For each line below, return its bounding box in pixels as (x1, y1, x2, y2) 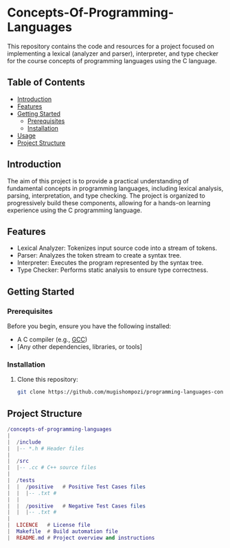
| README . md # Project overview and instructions (7, 534, 155, 541)
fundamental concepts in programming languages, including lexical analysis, (7, 184, 224, 192)
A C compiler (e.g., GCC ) (16, 335, 88, 344)
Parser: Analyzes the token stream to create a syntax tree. (16, 251, 182, 260)
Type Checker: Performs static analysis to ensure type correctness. (16, 266, 209, 274)
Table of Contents (7, 77, 86, 89)
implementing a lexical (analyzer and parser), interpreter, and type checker (7, 49, 219, 58)
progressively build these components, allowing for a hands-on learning (7, 198, 211, 207)
